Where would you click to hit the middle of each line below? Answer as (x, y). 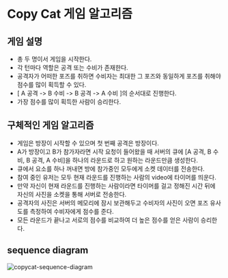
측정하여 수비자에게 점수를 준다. (72, 211)
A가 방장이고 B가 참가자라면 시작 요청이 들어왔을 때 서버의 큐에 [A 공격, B (114, 152)
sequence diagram (48, 250)
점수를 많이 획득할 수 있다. (52, 85)
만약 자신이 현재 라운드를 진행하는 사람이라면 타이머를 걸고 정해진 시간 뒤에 (116, 186)
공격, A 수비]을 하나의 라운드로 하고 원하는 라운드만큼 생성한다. (115, 160)
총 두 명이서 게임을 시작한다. (54, 59)
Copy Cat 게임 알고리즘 (70, 14)
